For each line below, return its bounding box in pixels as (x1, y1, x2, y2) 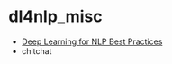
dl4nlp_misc (8, 6, 103, 27)
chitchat (21, 45, 52, 56)
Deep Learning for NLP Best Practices (21, 36, 163, 47)
